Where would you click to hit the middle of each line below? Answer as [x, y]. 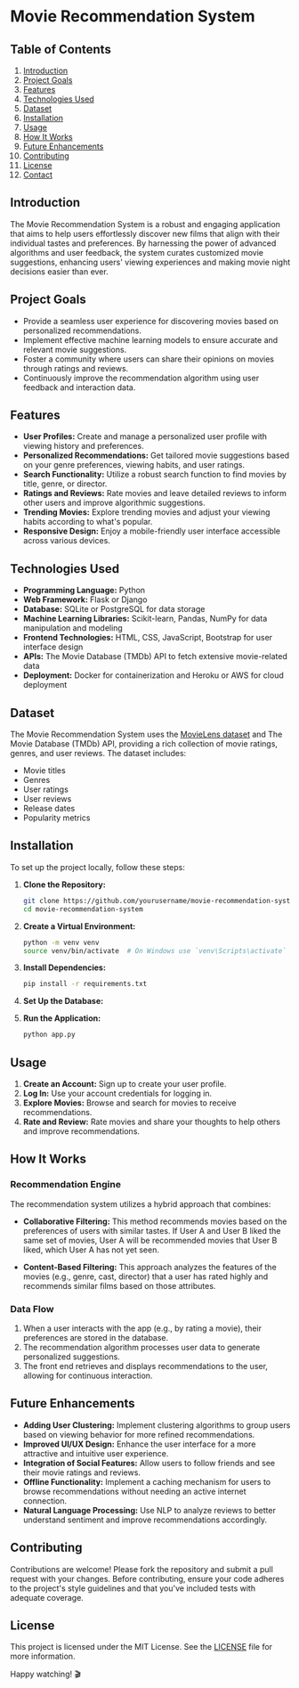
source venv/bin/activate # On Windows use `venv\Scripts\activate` [155, 950]
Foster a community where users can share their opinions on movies [149, 359]
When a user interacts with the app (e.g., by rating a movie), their [142, 1328]
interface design [53, 647]
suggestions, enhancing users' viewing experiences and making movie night [150, 262]
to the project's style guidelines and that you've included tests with [133, 1588]
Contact [37, 175]
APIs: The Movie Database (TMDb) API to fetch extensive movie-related [155, 656]
